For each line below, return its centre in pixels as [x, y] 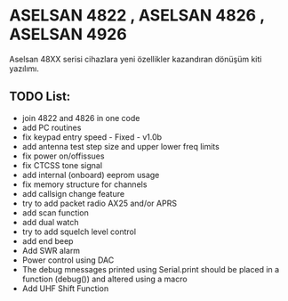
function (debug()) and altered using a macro [105, 279]
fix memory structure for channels [84, 184]
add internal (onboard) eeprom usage [91, 175]
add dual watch [50, 222]
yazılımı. [24, 69]
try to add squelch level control [79, 232]
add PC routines [52, 127]
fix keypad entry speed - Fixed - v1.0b [92, 137]
